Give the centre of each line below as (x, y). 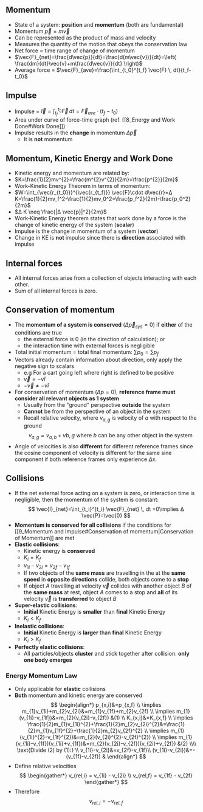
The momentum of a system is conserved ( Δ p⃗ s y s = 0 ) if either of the (103, 325)
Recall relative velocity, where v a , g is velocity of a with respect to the (110, 419)
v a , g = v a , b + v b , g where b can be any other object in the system (111, 436)
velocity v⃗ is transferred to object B (70, 599)
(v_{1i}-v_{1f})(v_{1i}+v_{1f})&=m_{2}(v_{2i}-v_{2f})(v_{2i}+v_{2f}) (96, 744)
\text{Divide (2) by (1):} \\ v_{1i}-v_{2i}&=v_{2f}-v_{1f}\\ (84, 750)
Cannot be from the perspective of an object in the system (97, 411)
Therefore (27, 792)
